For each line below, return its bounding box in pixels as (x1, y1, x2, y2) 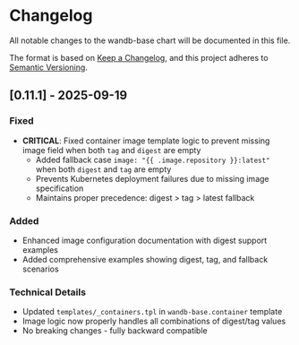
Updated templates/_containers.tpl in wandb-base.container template (21, 306, 283, 317)
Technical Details (9, 286, 87, 298)
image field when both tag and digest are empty (21, 144, 201, 155)
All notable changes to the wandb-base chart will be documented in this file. (9, 35, 291, 46)
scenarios (21, 263, 60, 274)
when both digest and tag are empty (35, 163, 172, 175)
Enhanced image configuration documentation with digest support (21, 235, 268, 246)
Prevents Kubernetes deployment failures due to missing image (35, 173, 269, 184)
